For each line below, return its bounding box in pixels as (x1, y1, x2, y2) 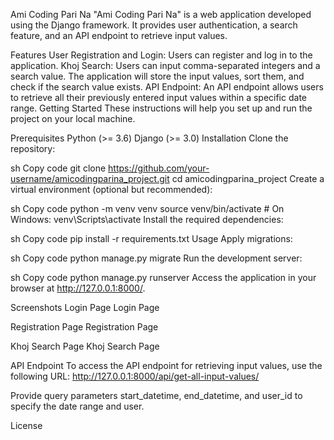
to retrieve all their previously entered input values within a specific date (10, 92, 307, 103)
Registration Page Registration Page (10, 321, 159, 333)
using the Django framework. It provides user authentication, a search (10, 19, 298, 31)
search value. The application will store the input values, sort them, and (10, 70, 305, 82)
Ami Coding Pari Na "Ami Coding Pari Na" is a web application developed (10, 9, 312, 20)
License (10, 420, 43, 431)
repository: (10, 143, 56, 154)
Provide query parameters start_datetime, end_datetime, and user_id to (10, 390, 303, 401)
